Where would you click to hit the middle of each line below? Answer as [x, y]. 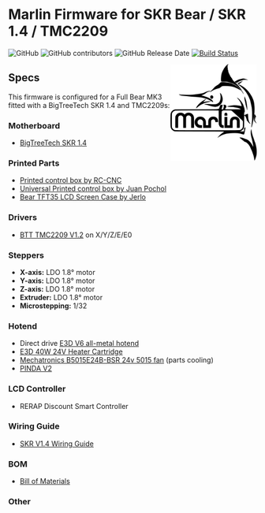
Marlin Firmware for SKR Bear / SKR [127, 15]
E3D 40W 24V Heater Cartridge [71, 351]
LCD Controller [37, 389]
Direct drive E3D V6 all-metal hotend [79, 344]
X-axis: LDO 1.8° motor [58, 272]
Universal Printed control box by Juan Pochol [93, 189]
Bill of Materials [45, 481]
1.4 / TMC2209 [58, 31]
